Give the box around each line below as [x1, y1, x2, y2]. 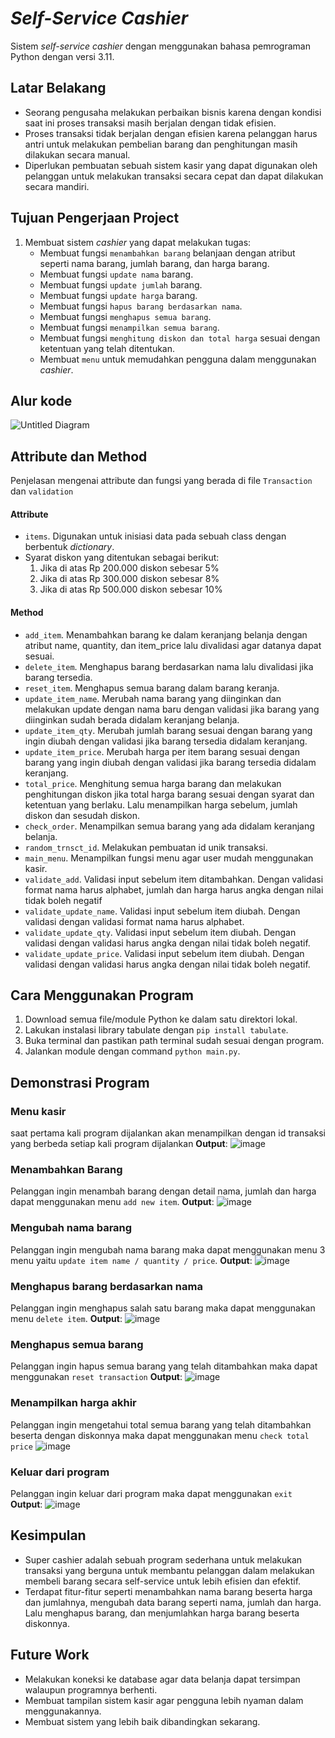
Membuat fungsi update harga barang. [39, 289, 198, 301]
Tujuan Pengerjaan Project [10, 210, 180, 227]
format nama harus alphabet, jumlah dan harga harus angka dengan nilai [24, 883, 324, 896]
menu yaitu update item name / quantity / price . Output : [10, 1254, 253, 1266]
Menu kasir [10, 1104, 67, 1118]
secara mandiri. [24, 180, 90, 192]
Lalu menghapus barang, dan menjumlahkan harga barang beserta [24, 1607, 300, 1619]
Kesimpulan [10, 1527, 87, 1544]
